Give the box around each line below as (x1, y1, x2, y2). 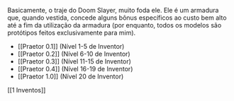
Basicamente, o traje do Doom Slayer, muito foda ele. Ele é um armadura (7, 6, 219, 14)
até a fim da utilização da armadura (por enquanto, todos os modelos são (7, 21, 222, 29)
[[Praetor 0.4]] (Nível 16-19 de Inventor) (17, 65, 133, 73)
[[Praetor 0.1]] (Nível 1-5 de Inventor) (17, 42, 125, 50)
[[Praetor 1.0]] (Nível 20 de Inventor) (17, 72, 124, 81)
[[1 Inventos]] (7, 86, 46, 94)
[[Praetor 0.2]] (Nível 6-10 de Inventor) (17, 49, 130, 58)
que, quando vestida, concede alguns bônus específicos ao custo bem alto (7, 13, 227, 22)
